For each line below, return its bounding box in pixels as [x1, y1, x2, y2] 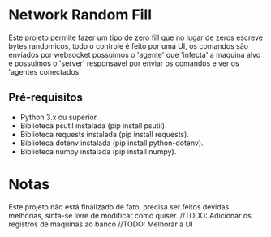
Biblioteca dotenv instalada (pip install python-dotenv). [19, 138, 204, 148]
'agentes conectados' [8, 67, 81, 76]
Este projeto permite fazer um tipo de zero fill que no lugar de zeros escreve [8, 32, 264, 42]
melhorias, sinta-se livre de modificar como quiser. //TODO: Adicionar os [8, 210, 252, 220]
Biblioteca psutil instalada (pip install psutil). [19, 120, 167, 131]
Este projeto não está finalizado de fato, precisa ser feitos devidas [8, 201, 230, 212]
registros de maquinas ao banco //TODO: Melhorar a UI [8, 219, 193, 229]
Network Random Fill [8, 6, 153, 24]
